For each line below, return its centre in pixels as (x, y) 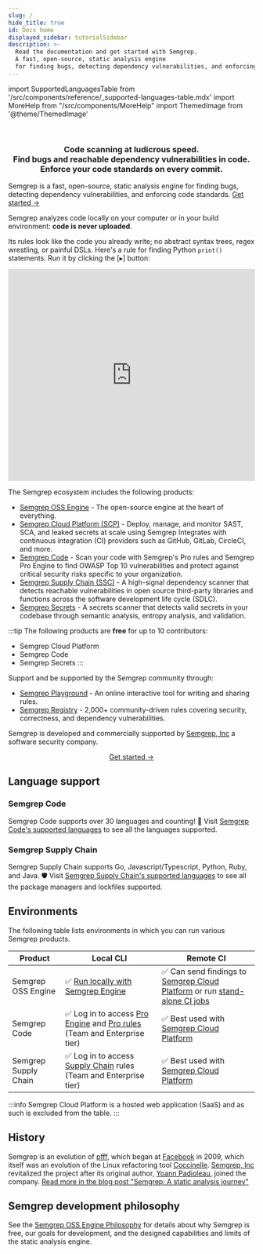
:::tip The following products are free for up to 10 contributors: (108, 631)
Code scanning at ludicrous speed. (131, 149)
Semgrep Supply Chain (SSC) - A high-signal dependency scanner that (134, 582)
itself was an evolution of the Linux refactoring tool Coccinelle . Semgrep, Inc (131, 1165)
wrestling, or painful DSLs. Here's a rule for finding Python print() (115, 250)
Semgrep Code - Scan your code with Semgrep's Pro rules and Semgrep (137, 557)
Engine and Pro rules (103, 1023)
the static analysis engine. (50, 1241)
